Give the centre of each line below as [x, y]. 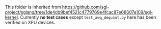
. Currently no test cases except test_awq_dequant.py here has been [87, 17]
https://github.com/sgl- [86, 7]
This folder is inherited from [33, 7]
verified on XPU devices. [30, 22]
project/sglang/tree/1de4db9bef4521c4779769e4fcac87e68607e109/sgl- [79, 12]
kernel [12, 17]
